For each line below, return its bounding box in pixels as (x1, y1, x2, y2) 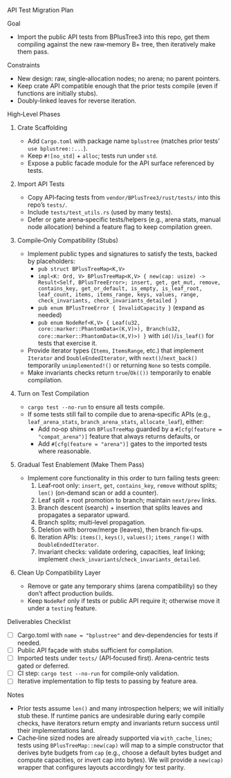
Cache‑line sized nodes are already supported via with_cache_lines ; (17, 734, 212, 742)
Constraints (7, 61, 40, 69)
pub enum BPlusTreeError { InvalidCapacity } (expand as (37, 303, 205, 312)
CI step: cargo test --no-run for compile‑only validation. (17, 669, 180, 677)
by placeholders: (27, 257, 76, 265)
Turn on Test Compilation (17, 389, 90, 398)
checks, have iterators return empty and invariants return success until (17, 719, 219, 727)
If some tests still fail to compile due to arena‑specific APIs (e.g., (27, 410, 211, 418)
